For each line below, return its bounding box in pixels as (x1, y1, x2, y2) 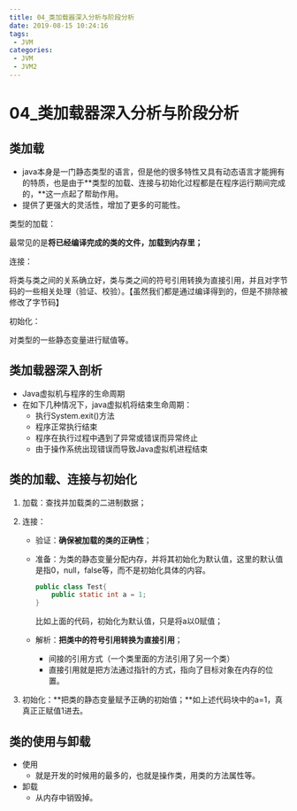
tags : (9, 29, 29, 38)
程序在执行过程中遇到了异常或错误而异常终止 (34, 432, 199, 443)
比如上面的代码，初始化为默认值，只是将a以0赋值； (34, 616, 224, 627)
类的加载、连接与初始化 (9, 472, 137, 487)
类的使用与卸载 (9, 734, 91, 749)
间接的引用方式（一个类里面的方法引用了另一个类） (48, 653, 235, 664)
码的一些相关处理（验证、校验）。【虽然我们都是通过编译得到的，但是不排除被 (9, 285, 288, 297)
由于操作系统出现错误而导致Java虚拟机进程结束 (34, 444, 208, 454)
